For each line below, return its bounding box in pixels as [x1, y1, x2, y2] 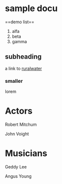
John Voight [5, 131, 29, 137]
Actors [5, 106, 33, 117]
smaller [5, 77, 23, 84]
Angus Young [5, 173, 32, 179]
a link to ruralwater [5, 65, 42, 71]
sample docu [5, 3, 58, 14]
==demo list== [5, 19, 35, 25]
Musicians [5, 148, 48, 159]
